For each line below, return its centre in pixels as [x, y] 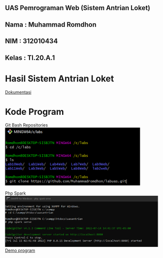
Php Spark [16, 193]
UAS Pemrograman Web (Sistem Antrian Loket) [78, 8]
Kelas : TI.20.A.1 [30, 58]
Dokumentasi [18, 92]
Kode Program [34, 112]
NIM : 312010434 [32, 41]
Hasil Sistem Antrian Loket [59, 79]
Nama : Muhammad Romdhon [51, 25]
